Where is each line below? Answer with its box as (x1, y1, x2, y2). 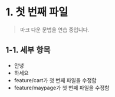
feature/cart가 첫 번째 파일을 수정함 (14, 76, 97, 83)
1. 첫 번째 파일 (5, 5, 68, 19)
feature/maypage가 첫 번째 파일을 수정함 (14, 84, 110, 91)
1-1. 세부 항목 (5, 45, 51, 55)
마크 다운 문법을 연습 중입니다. (19, 26, 90, 33)
